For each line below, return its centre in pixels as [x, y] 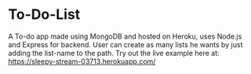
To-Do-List [44, 15]
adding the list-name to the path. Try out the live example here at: [114, 53]
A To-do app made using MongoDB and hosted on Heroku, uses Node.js [125, 36]
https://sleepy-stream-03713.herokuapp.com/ [82, 61]
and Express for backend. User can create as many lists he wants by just [125, 44]
